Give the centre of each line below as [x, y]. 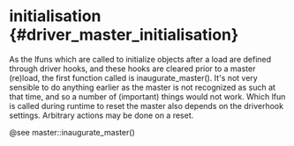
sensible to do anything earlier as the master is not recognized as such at [143, 87]
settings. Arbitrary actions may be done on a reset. [102, 115]
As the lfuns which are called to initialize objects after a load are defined [140, 59]
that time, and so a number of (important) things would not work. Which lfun [147, 96]
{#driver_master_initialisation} [124, 35]
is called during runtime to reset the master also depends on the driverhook [147, 106]
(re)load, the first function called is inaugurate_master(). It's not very [133, 77]
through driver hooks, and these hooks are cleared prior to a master [132, 69]
